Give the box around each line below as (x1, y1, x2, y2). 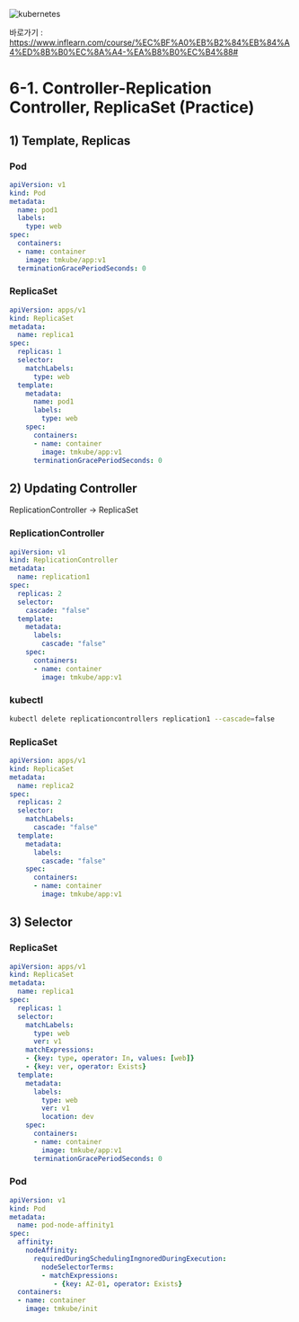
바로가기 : (9, 27, 43, 38)
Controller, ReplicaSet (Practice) (9, 97, 255, 118)
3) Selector (9, 915, 74, 930)
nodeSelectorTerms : (41, 1263, 115, 1272)
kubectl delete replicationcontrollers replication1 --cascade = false (9, 714, 276, 723)
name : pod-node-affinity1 (17, 1220, 115, 1230)
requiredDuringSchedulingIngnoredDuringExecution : (32, 1254, 227, 1263)
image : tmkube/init (25, 1304, 99, 1314)
